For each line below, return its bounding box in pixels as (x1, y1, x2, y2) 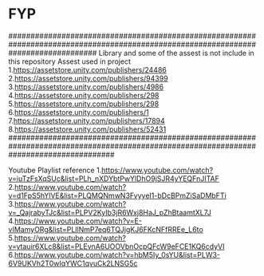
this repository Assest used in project (8, 57, 132, 66)
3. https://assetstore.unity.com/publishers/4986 (8, 81, 164, 92)
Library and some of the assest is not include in (98, 48, 255, 57)
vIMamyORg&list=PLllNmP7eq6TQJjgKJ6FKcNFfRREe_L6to (8, 224, 203, 234)
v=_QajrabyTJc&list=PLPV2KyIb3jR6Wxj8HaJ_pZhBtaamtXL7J (8, 207, 211, 217)
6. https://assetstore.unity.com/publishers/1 (8, 107, 149, 116)
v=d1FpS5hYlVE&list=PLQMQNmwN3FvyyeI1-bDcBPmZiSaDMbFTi (8, 191, 227, 200)
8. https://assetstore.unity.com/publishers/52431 (8, 124, 167, 134)
